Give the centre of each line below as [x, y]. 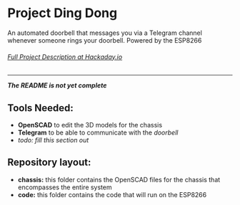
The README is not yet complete [57, 85]
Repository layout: [49, 163]
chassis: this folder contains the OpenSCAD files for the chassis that [119, 179]
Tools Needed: [40, 108]
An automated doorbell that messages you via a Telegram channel [105, 33]
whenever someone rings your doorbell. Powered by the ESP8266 [105, 40]
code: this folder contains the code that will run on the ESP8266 [112, 194]
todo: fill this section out [53, 140]
